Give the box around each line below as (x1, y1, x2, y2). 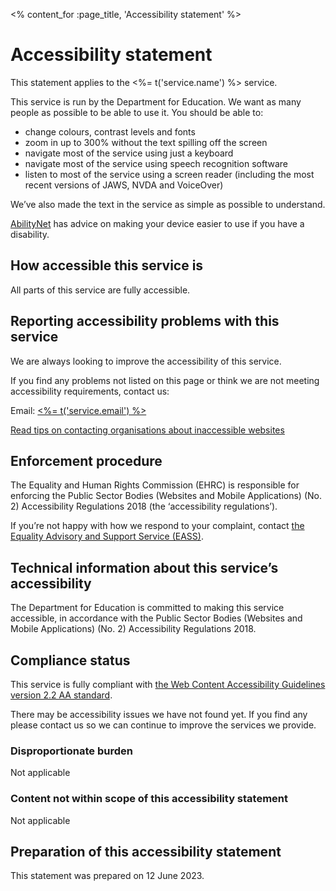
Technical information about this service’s (10, 559, 279, 576)
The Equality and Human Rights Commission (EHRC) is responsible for (10, 479, 300, 491)
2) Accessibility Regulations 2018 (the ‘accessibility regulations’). (10, 500, 278, 513)
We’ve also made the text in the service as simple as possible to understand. (10, 198, 326, 210)
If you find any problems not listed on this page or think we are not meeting (10, 374, 320, 386)
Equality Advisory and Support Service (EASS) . (10, 530, 204, 543)
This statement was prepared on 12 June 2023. (10, 870, 205, 882)
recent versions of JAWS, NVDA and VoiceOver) (24, 179, 224, 191)
